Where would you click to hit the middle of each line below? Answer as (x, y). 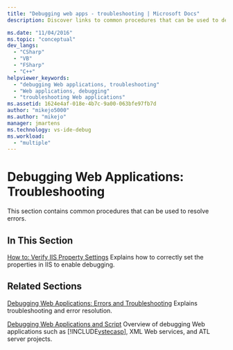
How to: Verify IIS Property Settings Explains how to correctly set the (105, 257)
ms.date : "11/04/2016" (40, 33)
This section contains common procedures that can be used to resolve (108, 211)
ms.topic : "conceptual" (42, 39)
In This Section (40, 240)
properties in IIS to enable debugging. (61, 264)
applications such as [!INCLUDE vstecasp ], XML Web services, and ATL (109, 331)
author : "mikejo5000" (38, 111)
